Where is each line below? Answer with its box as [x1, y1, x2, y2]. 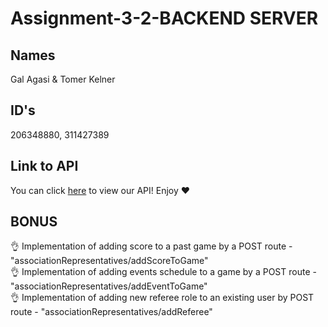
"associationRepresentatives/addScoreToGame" [10, 255, 209, 267]
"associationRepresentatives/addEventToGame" [10, 280, 208, 292]
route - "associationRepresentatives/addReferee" [10, 306, 213, 318]
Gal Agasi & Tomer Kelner [10, 73, 116, 85]
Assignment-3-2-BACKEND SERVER [10, 7, 319, 30]
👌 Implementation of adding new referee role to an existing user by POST [10, 292, 315, 304]
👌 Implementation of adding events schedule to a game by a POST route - [10, 266, 317, 278]
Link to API [10, 158, 79, 175]
